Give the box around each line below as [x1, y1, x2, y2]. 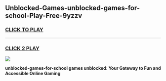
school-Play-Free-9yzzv [5, 12, 83, 20]
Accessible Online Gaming [5, 70, 61, 76]
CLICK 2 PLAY [5, 45, 40, 52]
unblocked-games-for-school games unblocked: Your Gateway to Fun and [5, 65, 161, 71]
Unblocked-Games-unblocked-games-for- [5, 4, 140, 12]
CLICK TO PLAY [5, 27, 43, 33]
